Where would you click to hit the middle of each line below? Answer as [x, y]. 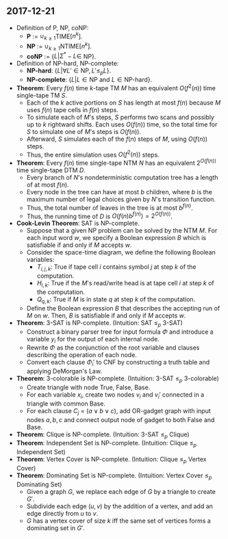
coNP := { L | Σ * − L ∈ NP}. [61, 55]
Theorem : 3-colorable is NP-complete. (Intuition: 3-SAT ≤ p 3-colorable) [118, 379]
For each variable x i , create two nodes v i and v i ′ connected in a [115, 395]
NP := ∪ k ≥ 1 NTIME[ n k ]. [59, 47]
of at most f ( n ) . [48, 185]
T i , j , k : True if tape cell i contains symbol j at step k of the [116, 268]
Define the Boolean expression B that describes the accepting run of [123, 308]
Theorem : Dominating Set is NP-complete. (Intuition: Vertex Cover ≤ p [114, 476]
